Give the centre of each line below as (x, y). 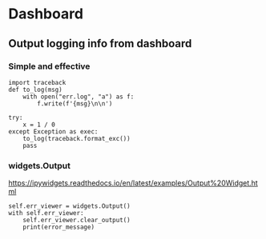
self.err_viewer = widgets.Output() (69, 206)
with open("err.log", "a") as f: (79, 97)
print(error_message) (58, 227)
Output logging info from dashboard (100, 44)
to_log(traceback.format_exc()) (77, 138)
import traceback (37, 82)
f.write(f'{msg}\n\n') (75, 104)
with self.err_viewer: (46, 213)
